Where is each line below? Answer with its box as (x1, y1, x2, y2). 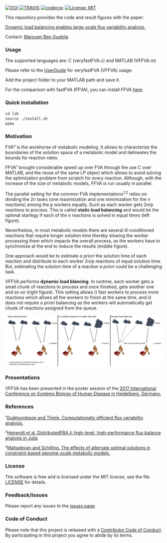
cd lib (5, 111, 19, 116)
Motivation (5, 132, 32, 139)
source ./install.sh (5, 116, 48, 121)
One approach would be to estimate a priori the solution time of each (5, 252, 147, 258)
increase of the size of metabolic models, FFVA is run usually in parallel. (5, 180, 153, 186)
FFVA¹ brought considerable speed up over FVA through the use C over (5, 164, 152, 170)
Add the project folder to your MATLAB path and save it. (5, 77, 121, 83)
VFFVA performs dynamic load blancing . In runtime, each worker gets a (5, 278, 154, 284)
